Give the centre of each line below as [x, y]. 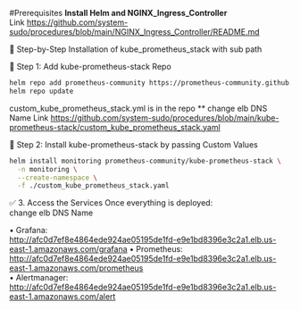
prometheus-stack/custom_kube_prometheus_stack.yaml [115, 127]
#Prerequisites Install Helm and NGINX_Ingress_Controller [118, 13]
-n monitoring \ [47, 169]
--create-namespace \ [58, 178]
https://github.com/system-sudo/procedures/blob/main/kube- [165, 117]
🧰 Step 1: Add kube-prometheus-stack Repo [90, 67]
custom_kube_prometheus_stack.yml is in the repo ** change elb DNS [138, 108]
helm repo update [42, 91]
